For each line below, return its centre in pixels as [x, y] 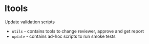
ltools [16, 8]
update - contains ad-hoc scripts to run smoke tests [64, 36]
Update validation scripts [30, 22]
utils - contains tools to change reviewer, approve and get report [78, 31]
